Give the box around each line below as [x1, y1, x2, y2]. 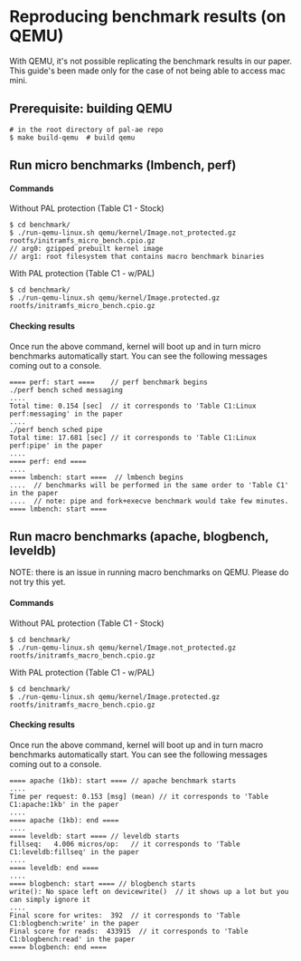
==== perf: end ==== [9, 456, 88, 466]
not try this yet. [9, 577, 66, 588]
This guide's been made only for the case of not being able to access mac [9, 65, 287, 76]
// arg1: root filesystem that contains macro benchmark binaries [9, 252, 265, 262]
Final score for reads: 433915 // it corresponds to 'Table [9, 927, 249, 936]
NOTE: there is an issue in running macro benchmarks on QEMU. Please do [9, 567, 289, 578]
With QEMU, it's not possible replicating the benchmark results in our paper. [9, 55, 292, 66]
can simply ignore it [9, 895, 91, 904]
